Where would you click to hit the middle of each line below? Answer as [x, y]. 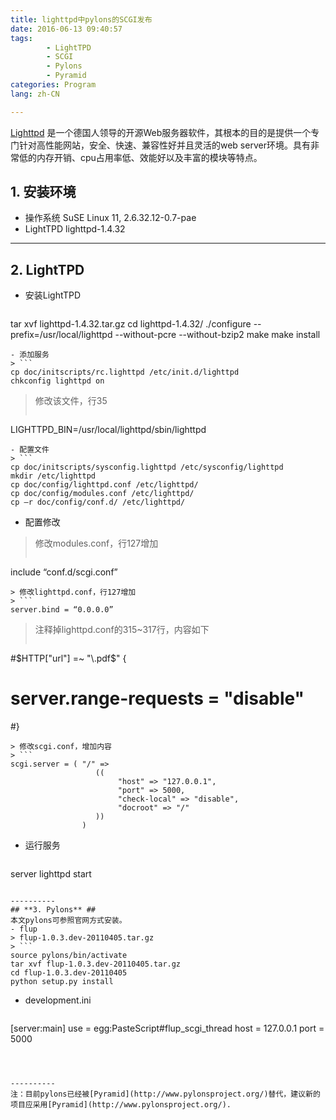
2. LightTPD [47, 269]
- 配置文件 [30, 450]
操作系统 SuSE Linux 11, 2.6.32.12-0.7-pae [110, 218]
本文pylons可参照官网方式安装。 [68, 921]
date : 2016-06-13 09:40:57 [66, 29]
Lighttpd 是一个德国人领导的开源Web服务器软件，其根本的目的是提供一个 [161, 132]
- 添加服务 [30, 355]
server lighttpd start [51, 874]
